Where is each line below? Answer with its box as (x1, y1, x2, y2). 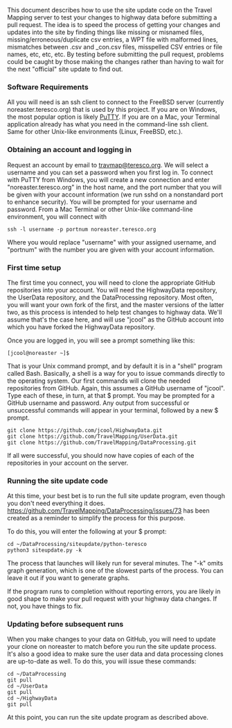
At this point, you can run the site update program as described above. (7, 713, 209, 722)
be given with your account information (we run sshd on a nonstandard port (7, 190, 224, 199)
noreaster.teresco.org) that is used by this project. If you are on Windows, (7, 106, 217, 114)
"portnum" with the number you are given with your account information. (7, 245, 215, 254)
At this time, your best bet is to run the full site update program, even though (7, 492, 225, 500)
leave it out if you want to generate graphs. (7, 574, 130, 582)
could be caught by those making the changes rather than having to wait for (7, 58, 224, 65)
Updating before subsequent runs (7, 620, 124, 629)
